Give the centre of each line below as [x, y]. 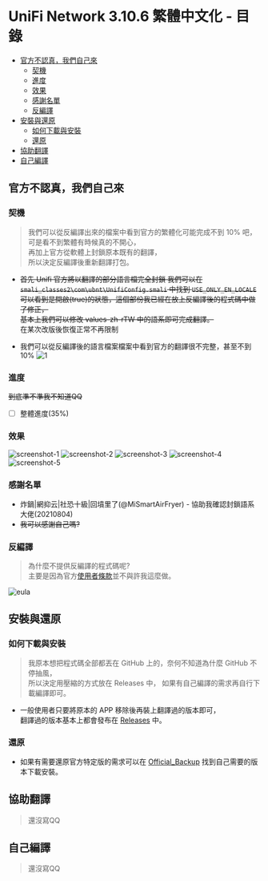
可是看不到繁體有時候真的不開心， [84, 242]
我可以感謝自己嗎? [50, 524]
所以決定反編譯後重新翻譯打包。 [80, 262]
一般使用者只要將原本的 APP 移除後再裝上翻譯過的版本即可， [120, 709]
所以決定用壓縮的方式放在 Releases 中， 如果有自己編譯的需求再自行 [140, 683]
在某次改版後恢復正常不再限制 [69, 329]
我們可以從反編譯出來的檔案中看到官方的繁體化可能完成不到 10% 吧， [142, 232]
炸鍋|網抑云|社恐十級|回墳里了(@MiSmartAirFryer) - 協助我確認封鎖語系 [137, 504]
